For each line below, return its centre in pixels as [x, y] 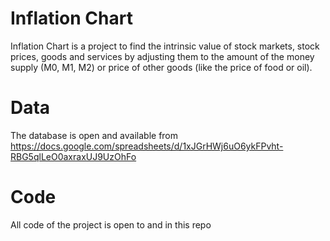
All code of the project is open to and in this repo [111, 224]
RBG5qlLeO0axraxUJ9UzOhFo [73, 156]
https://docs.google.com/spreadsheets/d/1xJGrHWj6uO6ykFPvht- [147, 146]
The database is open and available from [94, 135]
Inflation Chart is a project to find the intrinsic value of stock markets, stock [165, 46]
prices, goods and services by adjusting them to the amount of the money [162, 56]
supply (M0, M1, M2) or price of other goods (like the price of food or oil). [161, 67]
